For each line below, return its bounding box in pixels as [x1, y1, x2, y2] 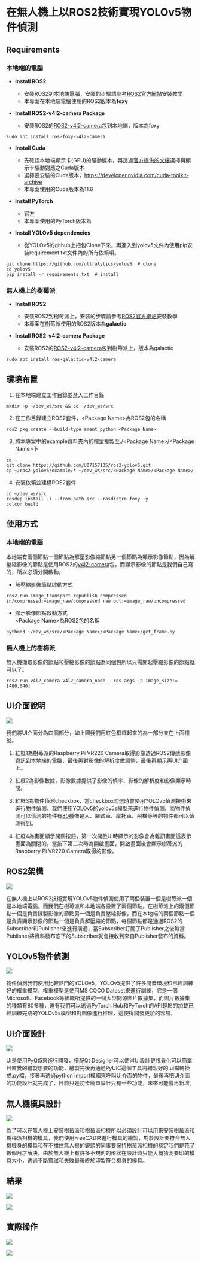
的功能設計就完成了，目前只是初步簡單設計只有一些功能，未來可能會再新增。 [6, 1079, 195, 1087]
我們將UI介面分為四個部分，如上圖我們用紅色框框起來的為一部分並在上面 [6, 729, 185, 736]
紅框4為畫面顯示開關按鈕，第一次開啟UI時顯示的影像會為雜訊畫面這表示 [14, 832, 192, 839]
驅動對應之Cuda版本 [34, 164, 85, 171]
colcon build [6, 501, 39, 507]
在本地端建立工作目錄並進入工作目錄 [14, 391, 105, 398]
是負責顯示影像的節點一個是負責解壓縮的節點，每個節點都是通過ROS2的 [6, 917, 183, 924]
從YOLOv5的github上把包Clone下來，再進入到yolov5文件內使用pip [23, 241, 188, 248]
